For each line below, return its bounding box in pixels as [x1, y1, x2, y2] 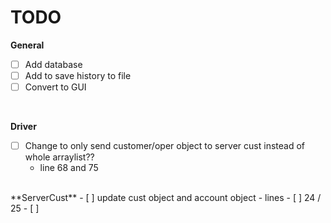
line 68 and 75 [39, 162, 99, 174]
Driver [10, 121, 37, 133]
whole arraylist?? [24, 151, 95, 163]
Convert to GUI [24, 81, 87, 93]
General [10, 39, 45, 51]
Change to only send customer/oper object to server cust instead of [24, 140, 305, 152]
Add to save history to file [24, 70, 132, 81]
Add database [24, 58, 83, 70]
